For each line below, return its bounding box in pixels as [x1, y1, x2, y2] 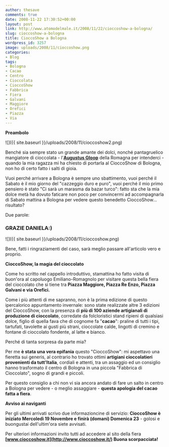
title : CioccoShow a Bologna [5, 36, 67, 41]
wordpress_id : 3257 [5, 40, 47, 46]
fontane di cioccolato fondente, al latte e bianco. [5, 329, 106, 335]
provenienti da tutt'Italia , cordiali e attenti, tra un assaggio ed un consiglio [5, 359, 161, 365]
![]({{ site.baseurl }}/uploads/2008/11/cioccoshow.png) [5, 236, 119, 242]
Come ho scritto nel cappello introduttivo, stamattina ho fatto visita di [5, 271, 149, 277]
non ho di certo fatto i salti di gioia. [5, 165, 77, 171]
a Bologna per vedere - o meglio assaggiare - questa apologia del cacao [5, 385, 158, 391]
